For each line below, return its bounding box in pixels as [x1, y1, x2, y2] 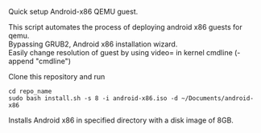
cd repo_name [8, 87, 52, 95]
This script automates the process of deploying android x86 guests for [8, 22, 243, 31]
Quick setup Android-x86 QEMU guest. [8, 7, 139, 16]
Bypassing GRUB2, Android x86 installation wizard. [8, 39, 178, 49]
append [8, 56, 35, 66]
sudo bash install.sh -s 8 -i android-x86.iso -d [8, 95, 179, 103]
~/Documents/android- [180, 95, 254, 103]
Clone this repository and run [8, 72, 106, 81]
